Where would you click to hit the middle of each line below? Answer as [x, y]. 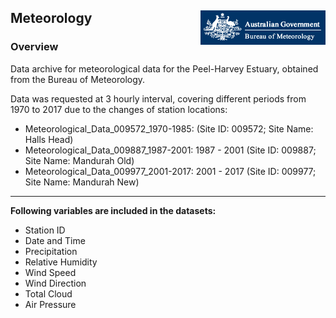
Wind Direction [55, 283]
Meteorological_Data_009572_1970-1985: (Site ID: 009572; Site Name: [169, 128]
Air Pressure [50, 304]
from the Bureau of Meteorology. [78, 79]
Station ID [45, 230]
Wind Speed [50, 272]
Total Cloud [48, 293]
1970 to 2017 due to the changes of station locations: [119, 109]
